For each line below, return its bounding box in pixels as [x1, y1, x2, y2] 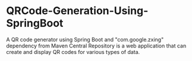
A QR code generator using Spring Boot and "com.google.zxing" [6, 36, 164, 43]
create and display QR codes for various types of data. [6, 48, 140, 55]
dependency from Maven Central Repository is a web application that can [6, 42, 187, 49]
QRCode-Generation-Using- [6, 4, 149, 18]
